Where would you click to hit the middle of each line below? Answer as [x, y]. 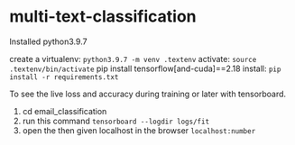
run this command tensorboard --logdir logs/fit [116, 121]
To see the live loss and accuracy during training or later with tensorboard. [148, 94]
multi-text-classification [103, 17]
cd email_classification [65, 111]
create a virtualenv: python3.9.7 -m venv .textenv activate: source [133, 59]
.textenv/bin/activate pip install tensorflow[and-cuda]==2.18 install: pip [145, 68]
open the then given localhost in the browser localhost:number [139, 130]
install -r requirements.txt [64, 77]
